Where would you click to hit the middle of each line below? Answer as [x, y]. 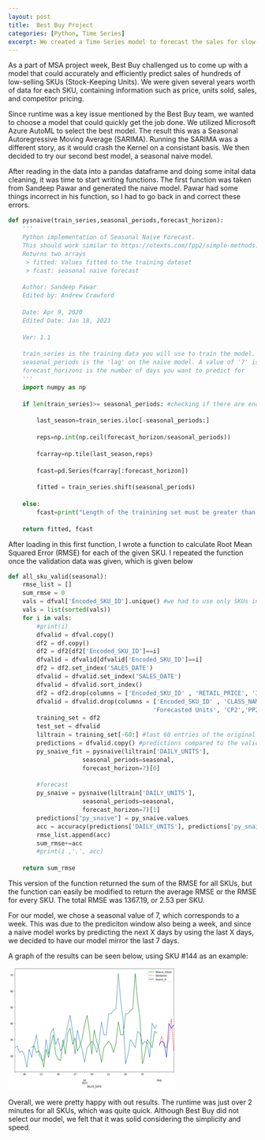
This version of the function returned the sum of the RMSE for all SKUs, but [130, 883]
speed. [19, 1127]
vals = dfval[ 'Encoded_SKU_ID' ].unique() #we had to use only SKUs [135, 602]
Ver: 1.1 [37, 337]
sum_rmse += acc [60, 843]
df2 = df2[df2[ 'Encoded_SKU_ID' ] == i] [98, 651]
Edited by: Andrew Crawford [68, 296]
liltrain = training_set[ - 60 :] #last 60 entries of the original [146, 735]
